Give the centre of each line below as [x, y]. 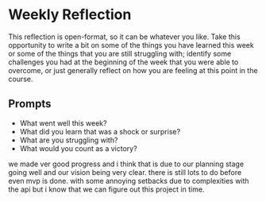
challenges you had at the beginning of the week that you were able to [123, 62]
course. [21, 79]
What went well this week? [63, 123]
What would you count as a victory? [78, 148]
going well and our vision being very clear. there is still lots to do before [125, 172]
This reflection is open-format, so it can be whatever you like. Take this [124, 37]
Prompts [30, 104]
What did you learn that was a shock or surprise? [100, 131]
